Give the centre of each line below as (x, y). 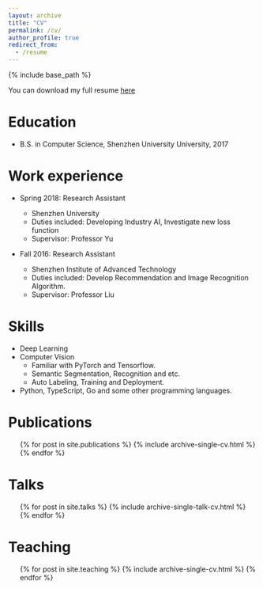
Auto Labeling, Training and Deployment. (98, 382)
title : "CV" (28, 23)
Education (42, 122)
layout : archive (35, 15)
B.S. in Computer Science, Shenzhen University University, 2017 (124, 144)
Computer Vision (47, 356)
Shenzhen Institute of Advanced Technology (104, 269)
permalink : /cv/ (35, 30)
